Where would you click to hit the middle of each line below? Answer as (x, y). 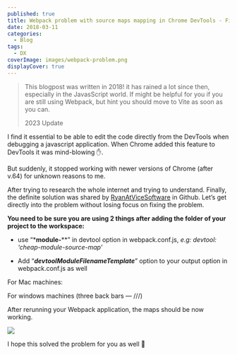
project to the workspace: (46, 226)
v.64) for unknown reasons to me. (56, 176)
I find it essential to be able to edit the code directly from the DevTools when (118, 136)
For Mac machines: (35, 282)
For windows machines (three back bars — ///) (75, 296)
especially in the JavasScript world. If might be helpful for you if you (124, 94)
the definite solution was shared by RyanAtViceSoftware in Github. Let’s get (117, 197)
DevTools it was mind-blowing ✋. (55, 152)
